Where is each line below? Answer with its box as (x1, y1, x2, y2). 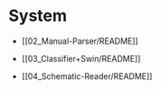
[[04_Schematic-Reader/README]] (21, 70, 153, 82)
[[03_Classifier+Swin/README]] (21, 53, 141, 64)
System (8, 5, 68, 26)
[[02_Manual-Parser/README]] (21, 35, 138, 46)
